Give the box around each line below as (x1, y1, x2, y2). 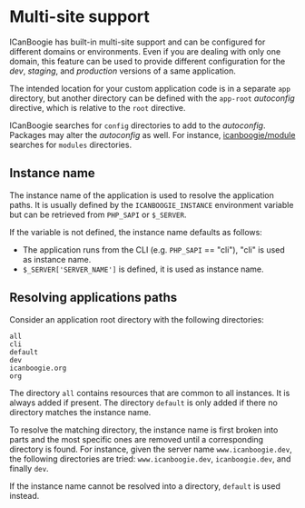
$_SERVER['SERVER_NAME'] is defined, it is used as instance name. (22, 264, 265, 274)
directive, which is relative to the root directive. (9, 102, 186, 113)
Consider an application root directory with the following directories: (9, 314, 265, 324)
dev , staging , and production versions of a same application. (9, 65, 236, 76)
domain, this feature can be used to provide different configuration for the (9, 55, 286, 66)
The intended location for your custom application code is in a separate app (9, 83, 290, 94)
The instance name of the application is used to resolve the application (9, 189, 275, 201)
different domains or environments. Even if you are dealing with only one (9, 45, 281, 56)
